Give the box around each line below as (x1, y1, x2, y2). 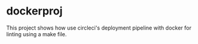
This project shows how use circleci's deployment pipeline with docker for (6, 24, 192, 31)
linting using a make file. (6, 30, 67, 37)
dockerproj (6, 4, 63, 18)
